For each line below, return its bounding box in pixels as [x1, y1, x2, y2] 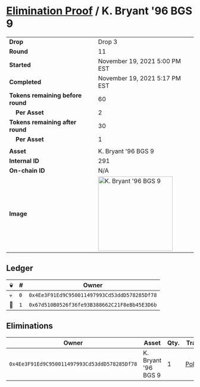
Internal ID [9, 157, 40, 165]
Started [9, 61, 31, 69]
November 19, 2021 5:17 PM [98, 74, 182, 82]
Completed [9, 77, 42, 86]
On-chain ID [9, 166, 45, 174]
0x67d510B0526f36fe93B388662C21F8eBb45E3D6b [29, 301, 157, 308]
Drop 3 [98, 38, 118, 46]
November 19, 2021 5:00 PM [98, 57, 182, 65]
